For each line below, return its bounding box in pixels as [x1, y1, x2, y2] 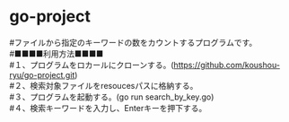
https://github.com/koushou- [173, 59, 281, 70]
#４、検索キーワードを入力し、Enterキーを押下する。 [9, 102, 207, 113]
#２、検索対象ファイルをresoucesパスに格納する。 [9, 80, 198, 91]
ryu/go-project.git [9, 69, 75, 80]
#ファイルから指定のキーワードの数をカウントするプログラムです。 [9, 37, 258, 48]
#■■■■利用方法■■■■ [9, 48, 104, 59]
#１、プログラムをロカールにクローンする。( [9, 59, 174, 70]
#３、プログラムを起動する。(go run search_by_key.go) [9, 91, 215, 102]
